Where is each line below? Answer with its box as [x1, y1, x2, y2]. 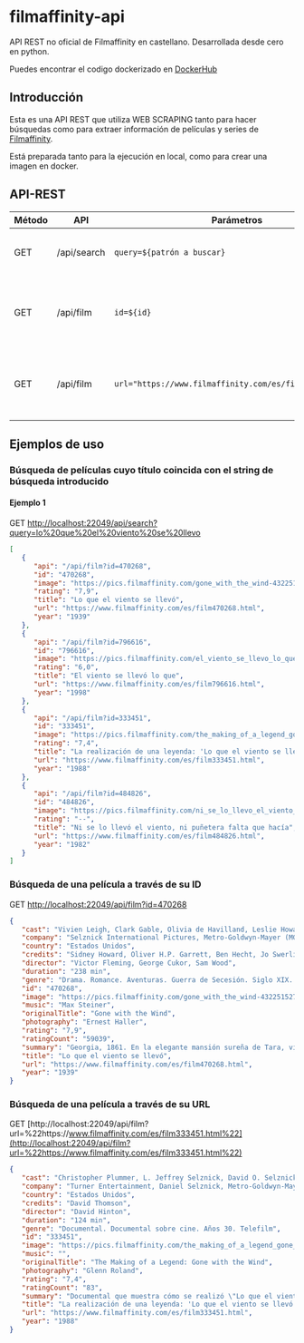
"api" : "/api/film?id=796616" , [33, 637, 152, 647]
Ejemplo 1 [9, 497, 46, 509]
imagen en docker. [9, 161, 79, 171]
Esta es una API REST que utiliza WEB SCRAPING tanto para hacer [9, 113, 257, 124]
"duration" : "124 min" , [21, 1215, 111, 1225]
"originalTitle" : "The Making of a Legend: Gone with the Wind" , [21, 1258, 273, 1267]
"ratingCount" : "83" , [21, 1283, 103, 1292]
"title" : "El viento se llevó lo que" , [33, 671, 184, 681]
